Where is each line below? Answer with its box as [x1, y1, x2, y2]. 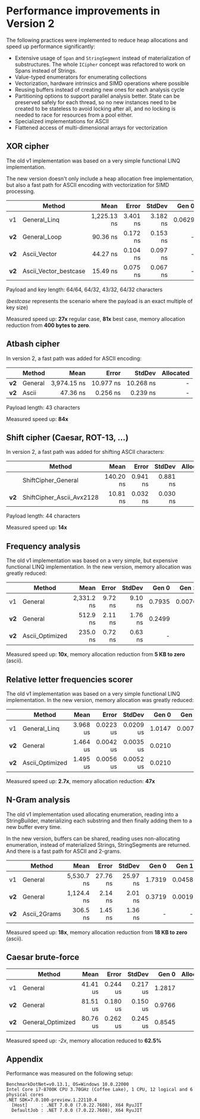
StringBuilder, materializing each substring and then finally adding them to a [6, 817, 192, 824]
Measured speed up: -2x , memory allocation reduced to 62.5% [6, 1037, 162, 1044]
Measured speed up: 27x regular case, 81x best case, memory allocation [6, 315, 186, 322]
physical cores [6, 1092, 44, 1098]
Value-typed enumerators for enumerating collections [14, 73, 147, 80]
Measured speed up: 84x [6, 415, 68, 422]
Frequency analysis [6, 541, 81, 551]
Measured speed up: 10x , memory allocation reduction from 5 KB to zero [6, 651, 186, 658]
